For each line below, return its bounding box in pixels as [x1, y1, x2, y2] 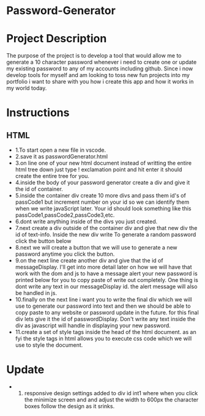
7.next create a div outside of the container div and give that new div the [15, 225, 198, 232]
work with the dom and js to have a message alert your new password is [15, 270, 198, 277]
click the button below [15, 237, 72, 245]
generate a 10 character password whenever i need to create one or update [6, 59, 197, 66]
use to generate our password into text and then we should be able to [15, 302, 191, 310]
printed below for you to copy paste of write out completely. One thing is [15, 277, 199, 284]
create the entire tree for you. [15, 173, 90, 180]
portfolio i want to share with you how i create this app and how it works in [6, 78, 194, 86]
